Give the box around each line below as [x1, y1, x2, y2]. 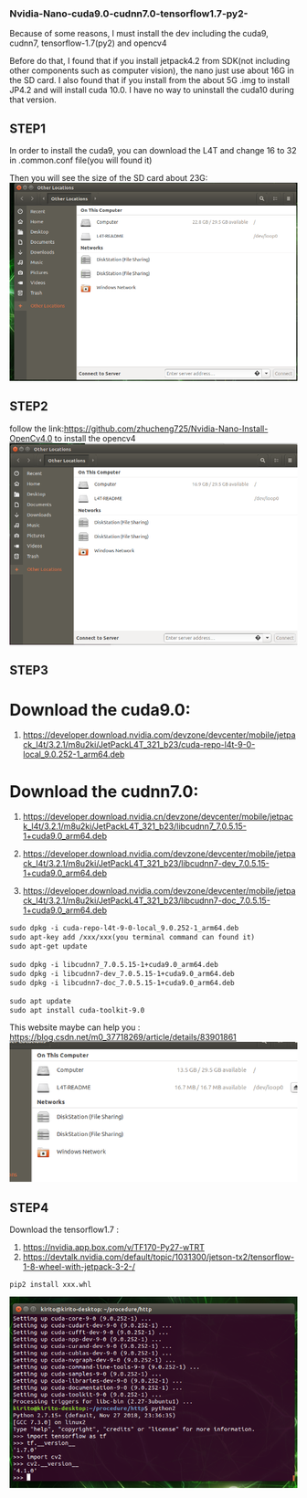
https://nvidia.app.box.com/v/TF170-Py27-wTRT [22, 1242, 206, 1253]
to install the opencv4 [54, 432, 136, 443]
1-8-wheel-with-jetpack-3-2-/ [22, 1261, 135, 1272]
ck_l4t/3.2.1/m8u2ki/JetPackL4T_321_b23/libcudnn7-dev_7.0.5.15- [22, 858, 270, 869]
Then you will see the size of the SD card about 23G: [9, 173, 208, 184]
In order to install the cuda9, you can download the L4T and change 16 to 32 [9, 145, 297, 156]
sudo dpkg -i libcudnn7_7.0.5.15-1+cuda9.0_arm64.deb [9, 961, 219, 970]
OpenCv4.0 [9, 432, 53, 443]
